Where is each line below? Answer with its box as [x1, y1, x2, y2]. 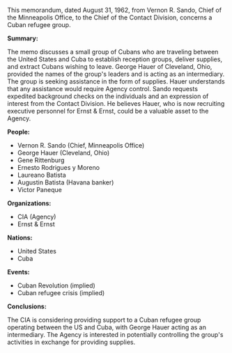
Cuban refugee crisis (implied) [17, 289, 105, 297]
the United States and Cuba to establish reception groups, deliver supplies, [7, 55, 223, 63]
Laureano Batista [17, 171, 66, 179]
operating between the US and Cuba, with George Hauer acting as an [7, 323, 207, 331]
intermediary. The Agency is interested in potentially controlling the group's [7, 331, 224, 338]
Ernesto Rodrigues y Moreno [17, 164, 100, 171]
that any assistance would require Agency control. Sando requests [7, 85, 199, 93]
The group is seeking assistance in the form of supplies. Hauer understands [7, 77, 225, 86]
